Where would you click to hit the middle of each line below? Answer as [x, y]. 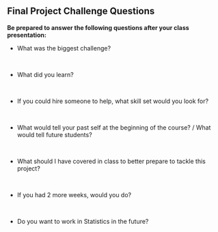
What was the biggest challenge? [64, 48]
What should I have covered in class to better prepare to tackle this [111, 161]
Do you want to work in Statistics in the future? [83, 221]
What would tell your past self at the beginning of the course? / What [114, 127]
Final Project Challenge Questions [81, 11]
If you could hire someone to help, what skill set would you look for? [113, 101]
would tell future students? [54, 134]
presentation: [27, 35]
